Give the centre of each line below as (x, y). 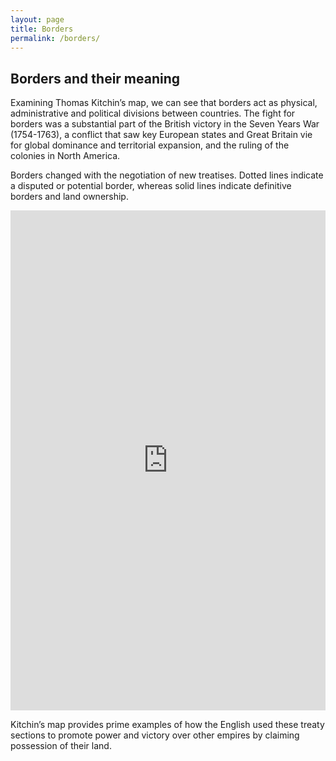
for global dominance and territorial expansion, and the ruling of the (150, 145)
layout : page (37, 19)
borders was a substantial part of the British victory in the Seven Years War (165, 124)
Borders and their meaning (95, 78)
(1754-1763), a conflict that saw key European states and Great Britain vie (161, 135)
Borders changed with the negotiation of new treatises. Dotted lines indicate (167, 175)
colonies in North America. (65, 156)
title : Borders (42, 29)
